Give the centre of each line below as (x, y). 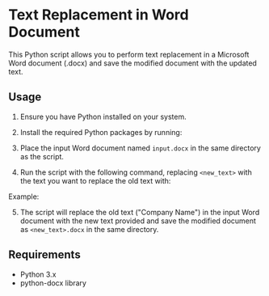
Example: (24, 197)
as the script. (42, 156)
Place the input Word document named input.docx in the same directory (140, 148)
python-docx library (53, 283)
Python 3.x (38, 274)
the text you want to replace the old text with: (95, 180)
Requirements (44, 255)
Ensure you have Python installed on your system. (103, 116)
